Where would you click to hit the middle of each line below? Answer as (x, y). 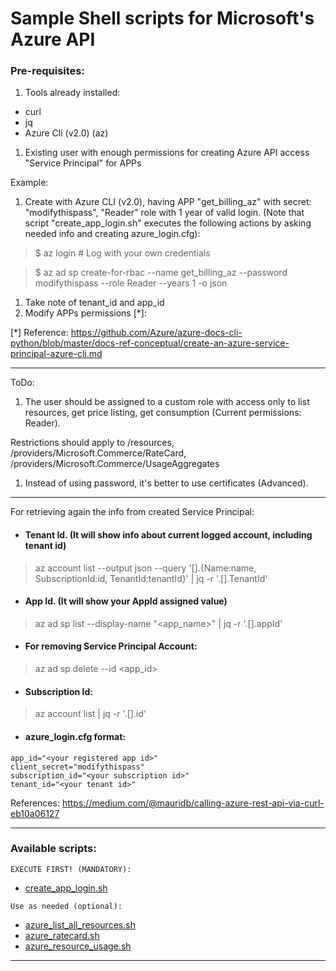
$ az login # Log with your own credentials (122, 253)
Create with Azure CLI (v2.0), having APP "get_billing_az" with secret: (168, 202)
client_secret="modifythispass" (77, 767)
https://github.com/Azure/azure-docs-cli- (156, 333)
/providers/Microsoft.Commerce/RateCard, (98, 453)
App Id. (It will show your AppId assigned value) (126, 601)
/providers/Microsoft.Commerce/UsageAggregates (115, 464)
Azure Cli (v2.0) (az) (66, 133)
